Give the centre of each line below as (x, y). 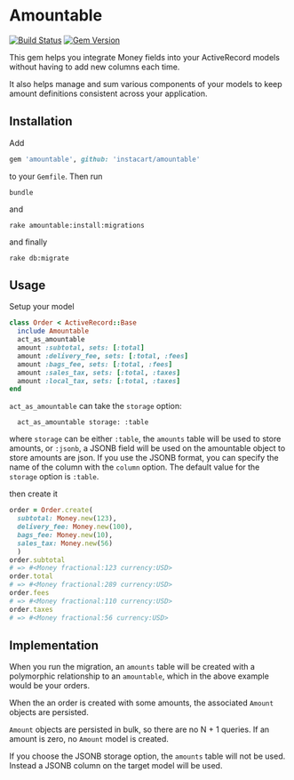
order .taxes (31, 609)
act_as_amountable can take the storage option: (95, 406)
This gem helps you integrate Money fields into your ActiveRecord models (144, 57)
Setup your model (42, 307)
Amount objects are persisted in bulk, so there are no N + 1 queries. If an (139, 729)
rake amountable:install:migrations (77, 225)
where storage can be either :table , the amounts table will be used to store (145, 439)
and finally (28, 242)
